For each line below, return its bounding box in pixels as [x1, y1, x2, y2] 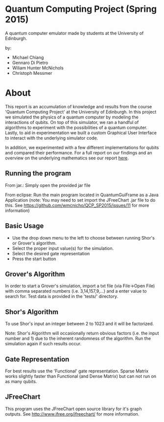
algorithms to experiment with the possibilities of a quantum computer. [5, 124, 148, 130]
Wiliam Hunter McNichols [12, 65, 64, 71]
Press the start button [12, 256, 56, 262]
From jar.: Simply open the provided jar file [5, 182, 91, 188]
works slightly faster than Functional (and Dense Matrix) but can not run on [5, 373, 157, 379]
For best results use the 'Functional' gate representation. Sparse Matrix [5, 368, 149, 374]
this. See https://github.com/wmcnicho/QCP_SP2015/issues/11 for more [5, 202, 149, 208]
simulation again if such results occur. [5, 341, 82, 347]
